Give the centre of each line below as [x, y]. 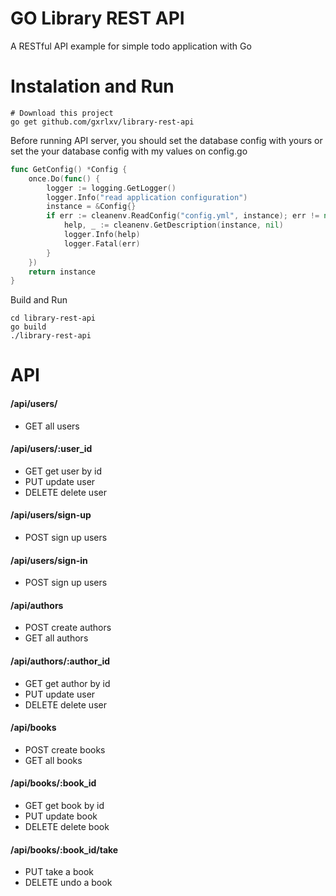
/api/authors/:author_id [60, 661]
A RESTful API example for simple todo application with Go [131, 46]
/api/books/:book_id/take [64, 849]
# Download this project [62, 113]
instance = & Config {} [91, 207]
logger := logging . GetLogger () [111, 188]
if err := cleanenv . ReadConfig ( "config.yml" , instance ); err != [183, 216]
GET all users [52, 426]
